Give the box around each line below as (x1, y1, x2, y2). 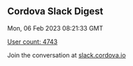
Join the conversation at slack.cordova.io (7, 51, 126, 59)
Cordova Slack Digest (7, 6, 104, 17)
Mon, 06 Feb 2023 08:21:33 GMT (7, 24, 104, 32)
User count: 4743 (7, 38, 58, 46)
